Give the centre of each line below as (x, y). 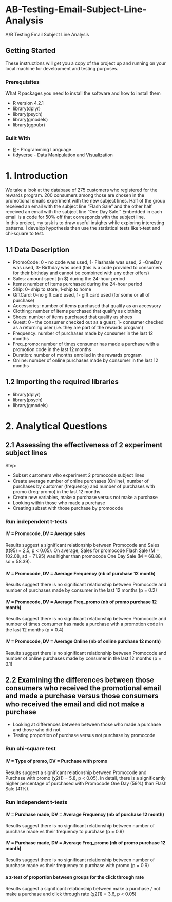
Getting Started (31, 51)
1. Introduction (37, 176)
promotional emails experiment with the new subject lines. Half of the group (85, 201)
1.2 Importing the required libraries (62, 382)
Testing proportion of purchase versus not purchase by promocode (84, 735)
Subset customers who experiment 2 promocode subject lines (79, 475)
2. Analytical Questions (56, 426)
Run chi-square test (31, 749)
